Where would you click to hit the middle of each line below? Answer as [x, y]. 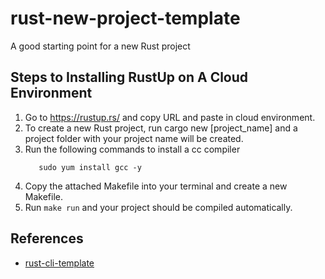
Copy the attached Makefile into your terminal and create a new [156, 186]
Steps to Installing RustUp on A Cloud [129, 77]
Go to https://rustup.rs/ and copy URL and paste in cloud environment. [170, 117]
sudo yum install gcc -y [90, 167]
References [47, 238]
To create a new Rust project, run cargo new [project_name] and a [161, 128]
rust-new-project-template [125, 18]
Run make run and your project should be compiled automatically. [158, 207]
